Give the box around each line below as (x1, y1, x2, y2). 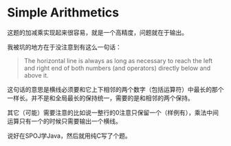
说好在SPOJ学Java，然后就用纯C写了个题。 (7, 132, 132, 140)
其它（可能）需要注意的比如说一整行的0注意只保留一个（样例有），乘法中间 (7, 108, 219, 117)
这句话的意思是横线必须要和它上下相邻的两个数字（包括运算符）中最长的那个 (7, 85, 224, 93)
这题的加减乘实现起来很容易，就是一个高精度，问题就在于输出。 (7, 28, 188, 36)
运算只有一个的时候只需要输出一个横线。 (7, 117, 122, 125)
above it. (23, 71, 49, 80)
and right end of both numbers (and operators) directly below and (23, 64, 211, 72)
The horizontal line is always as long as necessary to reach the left (23, 56, 213, 64)
